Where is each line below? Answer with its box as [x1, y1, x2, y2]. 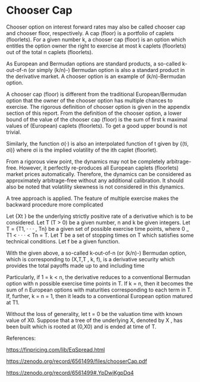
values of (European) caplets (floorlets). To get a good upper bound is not [6, 122, 187, 129]
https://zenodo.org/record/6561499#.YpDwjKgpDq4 [6, 369, 134, 376]
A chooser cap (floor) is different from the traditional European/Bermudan [6, 90, 187, 98]
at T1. [6, 299, 20, 306]
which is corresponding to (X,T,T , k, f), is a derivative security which [6, 255, 175, 262]
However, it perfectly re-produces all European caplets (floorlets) [18, 164, 179, 171]
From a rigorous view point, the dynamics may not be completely [6, 158, 165, 165]
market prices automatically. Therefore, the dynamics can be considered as [6, 170, 192, 177]
